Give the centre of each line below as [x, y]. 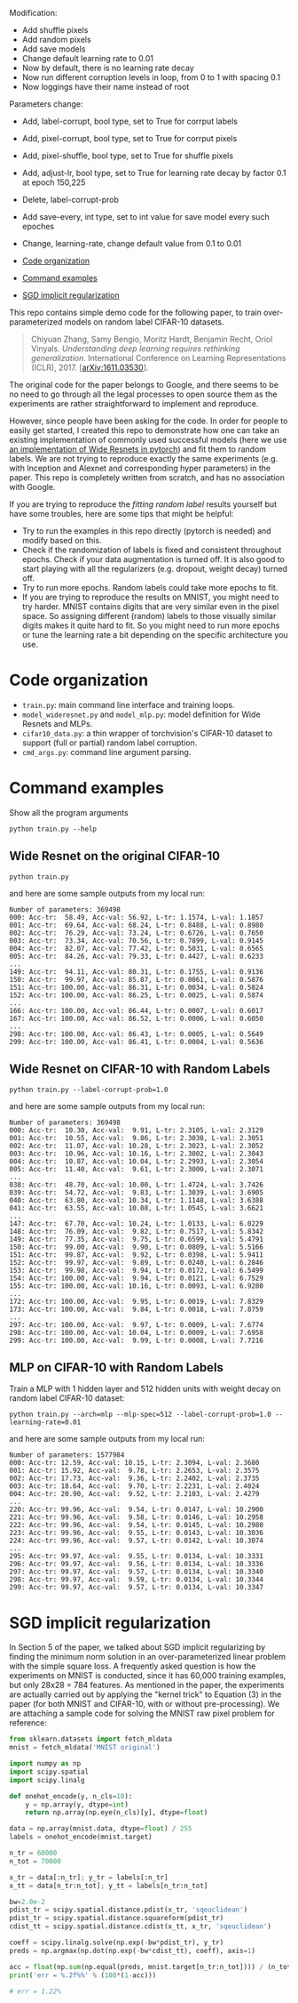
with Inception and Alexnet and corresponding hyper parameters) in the [140, 468]
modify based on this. [62, 540]
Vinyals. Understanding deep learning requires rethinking [136, 349]
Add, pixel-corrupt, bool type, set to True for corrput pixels [129, 138]
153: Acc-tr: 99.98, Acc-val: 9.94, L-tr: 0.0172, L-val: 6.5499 [137, 1270]
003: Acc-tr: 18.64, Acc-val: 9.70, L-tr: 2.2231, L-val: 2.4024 [134, 1486]
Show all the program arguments [69, 812]
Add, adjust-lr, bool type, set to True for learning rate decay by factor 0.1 [154, 173]
